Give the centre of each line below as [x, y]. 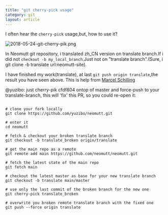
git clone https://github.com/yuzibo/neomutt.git [59, 114]
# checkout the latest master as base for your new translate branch [81, 176]
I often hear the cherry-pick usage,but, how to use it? [62, 34]
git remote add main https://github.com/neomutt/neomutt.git [72, 154]
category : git [20, 15]
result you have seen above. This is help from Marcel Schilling [70, 80]
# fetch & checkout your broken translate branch [59, 136]
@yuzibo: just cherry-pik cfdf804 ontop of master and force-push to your [82, 90]
